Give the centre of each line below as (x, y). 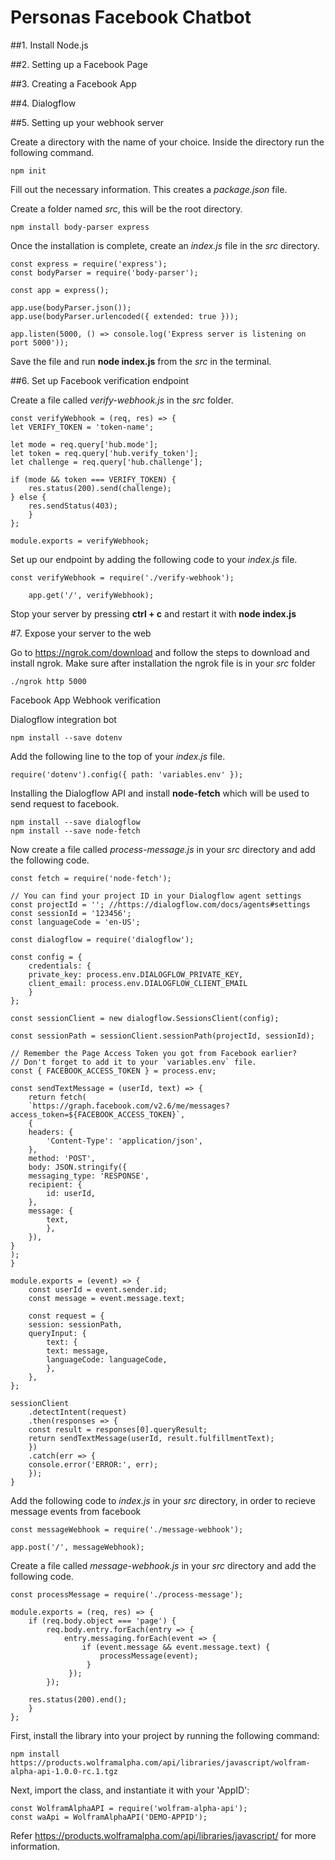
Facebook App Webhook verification (85, 700)
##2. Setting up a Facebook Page (79, 64)
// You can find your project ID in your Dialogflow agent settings (156, 896)
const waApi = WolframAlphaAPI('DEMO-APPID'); (109, 1817)
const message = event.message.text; (107, 1298)
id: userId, (71, 1193)
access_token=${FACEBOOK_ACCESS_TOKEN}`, (98, 1114)
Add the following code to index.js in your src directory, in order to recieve (163, 1500)
